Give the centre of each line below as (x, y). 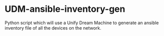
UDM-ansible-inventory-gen (65, 9)
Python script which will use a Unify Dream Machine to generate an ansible (82, 23)
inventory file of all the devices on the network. (53, 28)
